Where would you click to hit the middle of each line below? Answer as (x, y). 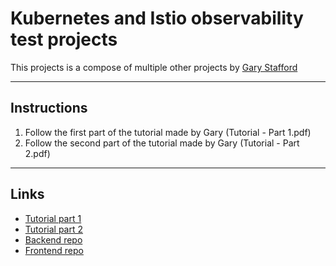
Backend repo (53, 239)
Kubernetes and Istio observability (157, 18)
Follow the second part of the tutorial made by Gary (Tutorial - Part (162, 143)
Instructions (49, 108)
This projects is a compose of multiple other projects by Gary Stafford (154, 67)
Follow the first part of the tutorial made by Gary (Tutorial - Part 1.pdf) (168, 132)
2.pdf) (37, 153)
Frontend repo (54, 250)
